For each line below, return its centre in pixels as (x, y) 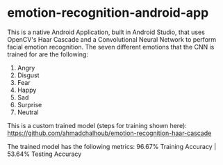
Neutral (28, 112)
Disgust (28, 75)
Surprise (30, 104)
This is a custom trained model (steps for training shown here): (97, 125)
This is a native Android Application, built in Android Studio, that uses (106, 32)
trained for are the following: (48, 54)
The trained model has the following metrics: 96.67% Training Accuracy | (112, 146)
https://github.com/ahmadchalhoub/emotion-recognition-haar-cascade (109, 133)
